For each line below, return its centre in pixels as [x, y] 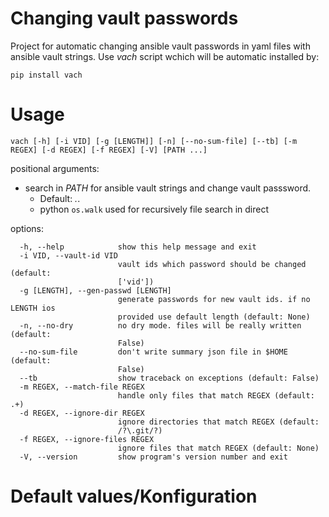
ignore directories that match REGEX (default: [218, 422]
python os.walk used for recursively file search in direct [154, 209]
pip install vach [46, 75]
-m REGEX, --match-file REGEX [82, 387]
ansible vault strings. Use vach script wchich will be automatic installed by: [165, 56]
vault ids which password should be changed [212, 264]
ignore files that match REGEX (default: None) [218, 448]
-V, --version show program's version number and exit [153, 457]
